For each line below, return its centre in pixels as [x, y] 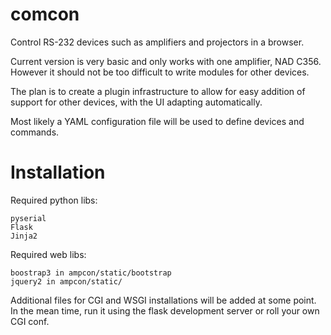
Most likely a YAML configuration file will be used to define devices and [157, 121]
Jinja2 [24, 236]
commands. [35, 132]
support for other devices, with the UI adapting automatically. [136, 102]
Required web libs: [48, 254]
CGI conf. [30, 321]
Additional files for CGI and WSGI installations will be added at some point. [163, 300]
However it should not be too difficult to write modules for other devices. [160, 72]
